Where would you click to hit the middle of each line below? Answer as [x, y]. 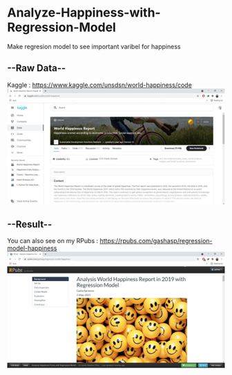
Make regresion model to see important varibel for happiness [94, 46]
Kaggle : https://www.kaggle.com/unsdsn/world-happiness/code [99, 85]
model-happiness [32, 248]
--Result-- [30, 224]
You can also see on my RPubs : [53, 241]
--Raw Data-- [37, 68]
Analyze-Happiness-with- [84, 13]
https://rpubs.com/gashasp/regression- [156, 241]
